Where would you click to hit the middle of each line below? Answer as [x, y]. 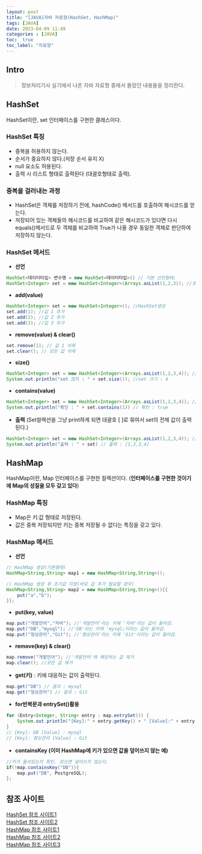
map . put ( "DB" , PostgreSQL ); [52, 773]
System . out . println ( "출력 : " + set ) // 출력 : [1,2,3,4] [78, 444]
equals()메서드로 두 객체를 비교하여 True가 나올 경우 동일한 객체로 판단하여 [103, 228]
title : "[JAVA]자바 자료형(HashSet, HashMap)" [63, 17]
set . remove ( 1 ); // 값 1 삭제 [41, 345]
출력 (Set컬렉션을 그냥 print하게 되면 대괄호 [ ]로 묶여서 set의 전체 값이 [98, 419]
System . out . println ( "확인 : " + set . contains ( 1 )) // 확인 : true [87, 407]
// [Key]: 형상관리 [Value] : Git [47, 738]
